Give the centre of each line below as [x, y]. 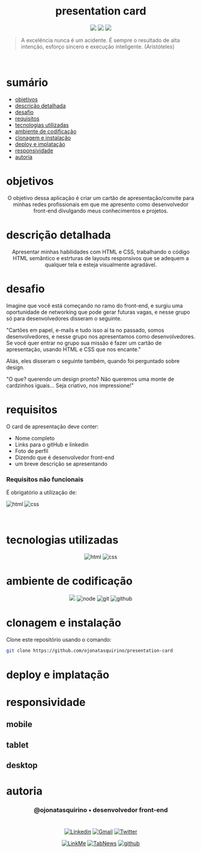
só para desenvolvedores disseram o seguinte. [64, 318]
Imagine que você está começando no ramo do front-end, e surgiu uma [94, 305]
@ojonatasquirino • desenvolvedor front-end [101, 810]
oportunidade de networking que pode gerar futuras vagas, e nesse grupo [98, 312]
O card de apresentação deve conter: [52, 426]
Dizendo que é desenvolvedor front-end [64, 457]
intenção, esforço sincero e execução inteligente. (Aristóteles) [98, 46]
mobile [19, 724]
